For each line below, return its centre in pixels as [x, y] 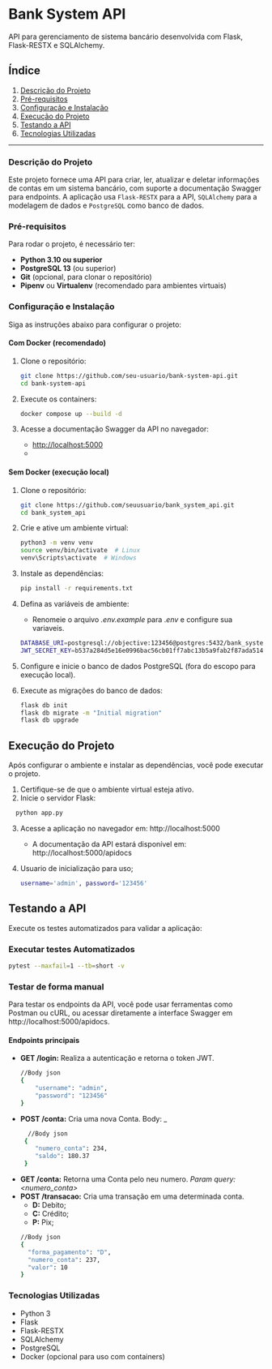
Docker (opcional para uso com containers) [93, 1356]
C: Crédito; [51, 1214]
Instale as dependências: [62, 573]
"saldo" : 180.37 [62, 1157]
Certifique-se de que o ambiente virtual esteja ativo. [107, 790]
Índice [24, 71]
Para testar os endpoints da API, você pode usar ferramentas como [121, 1004]
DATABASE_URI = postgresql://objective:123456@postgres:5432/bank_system [143, 643]
